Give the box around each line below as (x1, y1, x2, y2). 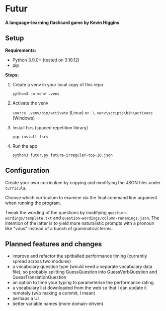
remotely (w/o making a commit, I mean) (12, 290, 95, 296)
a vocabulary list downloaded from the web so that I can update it (12, 285, 147, 291)
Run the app (12, 143, 38, 149)
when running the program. (5, 200, 61, 206)
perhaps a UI (12, 296, 39, 302)
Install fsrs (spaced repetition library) (12, 124, 88, 130)
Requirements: (5, 47, 36, 53)
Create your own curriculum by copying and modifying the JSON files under (5, 179, 161, 185)
